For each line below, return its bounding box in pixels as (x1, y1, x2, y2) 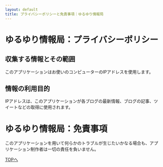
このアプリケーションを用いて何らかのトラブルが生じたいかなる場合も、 (5, 140, 150, 146)
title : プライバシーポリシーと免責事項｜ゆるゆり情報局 (5, 12, 104, 17)
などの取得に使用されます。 (18, 104, 73, 110)
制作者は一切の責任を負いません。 (30, 147, 99, 152)
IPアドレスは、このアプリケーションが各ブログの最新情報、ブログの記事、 (5, 98, 154, 104)
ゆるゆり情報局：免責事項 (5, 123, 108, 134)
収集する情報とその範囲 (5, 55, 75, 63)
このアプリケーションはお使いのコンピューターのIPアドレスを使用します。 (5, 69, 154, 74)
